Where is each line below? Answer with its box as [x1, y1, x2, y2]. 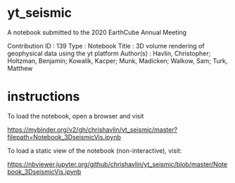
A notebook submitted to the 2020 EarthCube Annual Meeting [7, 28, 187, 36]
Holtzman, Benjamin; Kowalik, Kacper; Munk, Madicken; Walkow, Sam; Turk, [7, 56, 228, 65]
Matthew [7, 64, 33, 72]
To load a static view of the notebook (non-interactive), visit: [7, 146, 182, 155]
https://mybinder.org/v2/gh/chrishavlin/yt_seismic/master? [7, 125, 178, 134]
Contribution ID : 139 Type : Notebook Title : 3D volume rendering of [7, 41, 205, 50]
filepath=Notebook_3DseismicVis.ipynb [7, 133, 122, 141]
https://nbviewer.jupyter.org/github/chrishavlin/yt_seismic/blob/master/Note [7, 160, 227, 168]
